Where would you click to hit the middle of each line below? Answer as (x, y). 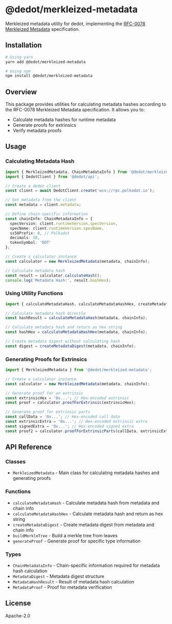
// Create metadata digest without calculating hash (63, 342)
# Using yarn (19, 57)
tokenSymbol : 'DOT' (31, 243)
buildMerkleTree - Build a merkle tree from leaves (65, 535)
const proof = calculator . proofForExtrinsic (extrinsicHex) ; (71, 403)
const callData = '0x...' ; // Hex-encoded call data (63, 417)
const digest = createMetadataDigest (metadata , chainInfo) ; (71, 346)
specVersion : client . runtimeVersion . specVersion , (64, 223)
